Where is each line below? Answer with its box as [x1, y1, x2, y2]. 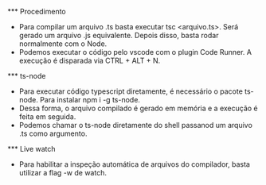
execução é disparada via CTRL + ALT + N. [18, 56, 161, 65]
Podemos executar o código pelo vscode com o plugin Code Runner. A [18, 48, 252, 56]
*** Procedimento [7, 7, 67, 16]
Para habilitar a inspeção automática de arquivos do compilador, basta [18, 160, 250, 169]
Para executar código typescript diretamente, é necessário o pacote [18, 87, 244, 96]
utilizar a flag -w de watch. [18, 168, 107, 177]
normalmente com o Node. [18, 39, 108, 48]
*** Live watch [7, 145, 57, 153]
